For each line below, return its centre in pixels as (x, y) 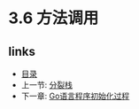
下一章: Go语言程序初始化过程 (75, 96)
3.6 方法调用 (54, 18)
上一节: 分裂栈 (46, 85)
